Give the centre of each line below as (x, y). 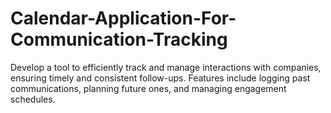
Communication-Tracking (119, 39)
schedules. (33, 99)
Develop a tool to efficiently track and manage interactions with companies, (166, 67)
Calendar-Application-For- (123, 18)
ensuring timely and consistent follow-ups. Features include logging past (160, 78)
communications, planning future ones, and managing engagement (148, 88)
